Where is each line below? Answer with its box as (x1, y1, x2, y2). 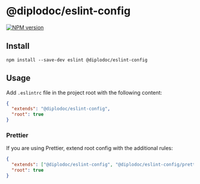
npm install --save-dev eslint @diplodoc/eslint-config (6, 57, 148, 63)
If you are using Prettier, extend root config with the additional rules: (6, 145, 173, 152)
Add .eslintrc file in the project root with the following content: (6, 89, 162, 96)
